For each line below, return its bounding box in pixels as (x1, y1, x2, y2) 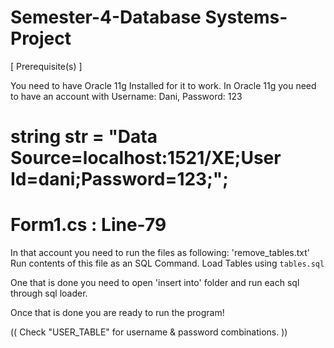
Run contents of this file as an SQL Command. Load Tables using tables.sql (10, 257, 325, 270)
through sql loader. (10, 287, 88, 300)
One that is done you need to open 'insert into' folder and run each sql (10, 277, 300, 289)
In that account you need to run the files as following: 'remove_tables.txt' (10, 247, 310, 259)
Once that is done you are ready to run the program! (10, 307, 225, 319)
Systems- (204, 6, 288, 29)
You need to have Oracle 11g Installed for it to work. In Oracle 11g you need (10, 79, 317, 91)
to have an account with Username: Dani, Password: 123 (10, 90, 243, 102)
